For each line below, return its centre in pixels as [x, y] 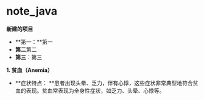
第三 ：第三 [29, 57]
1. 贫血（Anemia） [30, 70]
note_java [32, 11]
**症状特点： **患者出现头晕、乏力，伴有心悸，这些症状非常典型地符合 [104, 83]
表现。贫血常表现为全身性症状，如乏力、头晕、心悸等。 [95, 90]
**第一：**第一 [34, 41]
